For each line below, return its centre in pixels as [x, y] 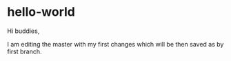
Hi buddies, [23, 31]
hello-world [41, 12]
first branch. [25, 51]
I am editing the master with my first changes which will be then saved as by [115, 44]
